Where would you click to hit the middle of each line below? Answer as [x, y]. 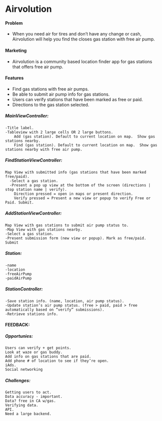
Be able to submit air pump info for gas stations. [61, 94]
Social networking [24, 370]
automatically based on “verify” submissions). [55, 310]
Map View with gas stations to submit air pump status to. [67, 225]
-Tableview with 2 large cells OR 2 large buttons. [59, 132]
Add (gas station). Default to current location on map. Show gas [84, 137]
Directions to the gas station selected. [51, 105]
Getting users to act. [28, 392]
